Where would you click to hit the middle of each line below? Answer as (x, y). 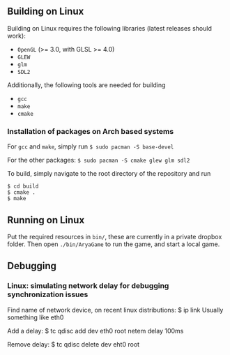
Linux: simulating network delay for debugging (88, 286)
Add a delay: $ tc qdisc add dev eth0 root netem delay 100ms (95, 331)
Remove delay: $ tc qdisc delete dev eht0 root (74, 344)
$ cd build (23, 187)
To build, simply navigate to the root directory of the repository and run (109, 174)
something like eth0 (36, 317)
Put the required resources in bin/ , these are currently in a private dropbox (115, 236)
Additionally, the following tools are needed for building (86, 85)
